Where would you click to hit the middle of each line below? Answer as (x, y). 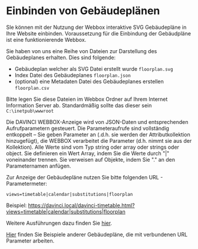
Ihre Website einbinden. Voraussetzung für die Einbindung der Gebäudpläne (99, 33)
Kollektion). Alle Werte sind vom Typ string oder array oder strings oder (93, 147)
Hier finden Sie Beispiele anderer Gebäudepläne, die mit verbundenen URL (97, 234)
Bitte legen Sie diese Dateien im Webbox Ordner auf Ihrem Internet (87, 99)
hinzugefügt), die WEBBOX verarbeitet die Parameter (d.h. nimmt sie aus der (99, 140)
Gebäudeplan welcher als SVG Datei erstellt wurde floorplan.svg (94, 68)
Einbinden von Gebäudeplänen (83, 11)
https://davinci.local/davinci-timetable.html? (81, 205)
